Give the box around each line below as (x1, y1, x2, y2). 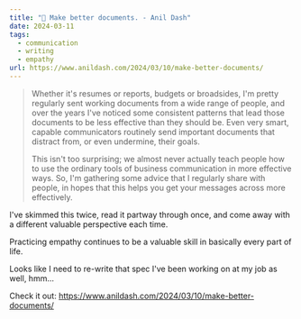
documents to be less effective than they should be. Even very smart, (31, 116, 290, 127)
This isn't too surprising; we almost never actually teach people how (31, 153, 286, 164)
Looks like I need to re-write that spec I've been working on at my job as (9, 263, 278, 274)
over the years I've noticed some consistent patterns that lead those (31, 107, 286, 118)
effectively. (31, 191, 73, 203)
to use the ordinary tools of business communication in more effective (31, 163, 292, 174)
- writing (17, 47, 54, 56)
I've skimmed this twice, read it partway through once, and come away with (9, 209, 291, 220)
